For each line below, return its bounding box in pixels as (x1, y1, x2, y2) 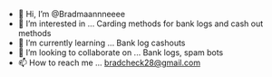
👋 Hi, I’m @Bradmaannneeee (17, 9, 125, 19)
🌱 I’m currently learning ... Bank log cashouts (17, 37, 186, 48)
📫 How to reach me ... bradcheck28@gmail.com (17, 57, 201, 68)
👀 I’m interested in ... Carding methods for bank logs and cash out (17, 18, 264, 29)
